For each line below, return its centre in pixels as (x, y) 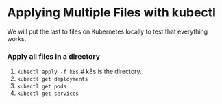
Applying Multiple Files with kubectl (111, 13)
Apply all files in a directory (54, 56)
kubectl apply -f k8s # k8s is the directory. (79, 71)
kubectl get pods (42, 87)
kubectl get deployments (52, 79)
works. (17, 38)
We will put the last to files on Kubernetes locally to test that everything (108, 31)
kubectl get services (48, 94)
